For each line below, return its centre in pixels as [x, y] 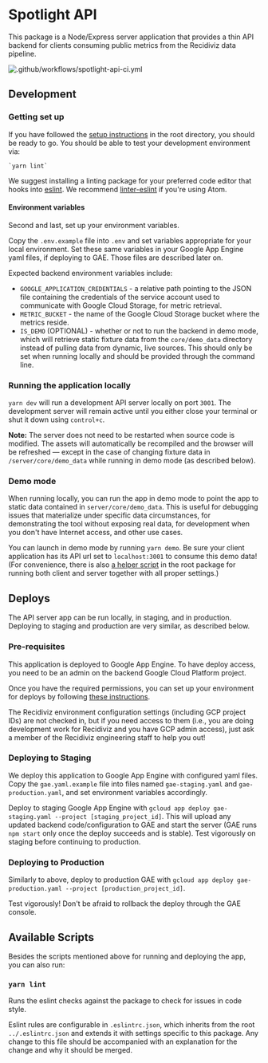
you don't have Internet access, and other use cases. [96, 533]
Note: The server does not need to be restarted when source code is [122, 435]
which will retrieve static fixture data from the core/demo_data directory [136, 339]
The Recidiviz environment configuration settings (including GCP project [127, 712]
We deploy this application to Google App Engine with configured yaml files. [133, 775]
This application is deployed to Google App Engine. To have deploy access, [132, 664]
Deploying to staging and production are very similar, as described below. [129, 626]
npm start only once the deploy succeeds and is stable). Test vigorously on [132, 833]
